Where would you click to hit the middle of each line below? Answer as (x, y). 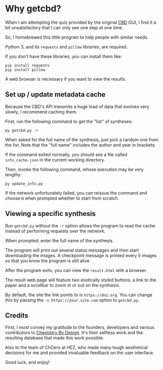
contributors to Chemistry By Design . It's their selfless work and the (74, 333)
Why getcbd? (33, 9)
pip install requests (27, 65)
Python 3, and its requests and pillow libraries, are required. (66, 47)
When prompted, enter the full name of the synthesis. (60, 240)
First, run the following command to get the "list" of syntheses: (69, 121)
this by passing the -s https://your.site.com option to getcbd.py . (72, 300)
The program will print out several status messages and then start (72, 250)
